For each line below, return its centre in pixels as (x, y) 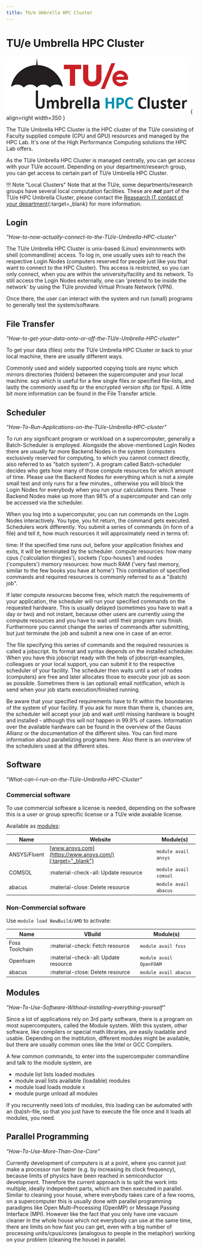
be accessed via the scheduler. (45, 502)
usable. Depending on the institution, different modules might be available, (98, 1038)
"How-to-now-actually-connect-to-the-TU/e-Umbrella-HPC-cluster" (91, 237)
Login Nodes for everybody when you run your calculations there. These (96, 490)
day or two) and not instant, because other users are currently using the (95, 614)
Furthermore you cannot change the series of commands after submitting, (98, 627)
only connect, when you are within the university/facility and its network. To (100, 274)
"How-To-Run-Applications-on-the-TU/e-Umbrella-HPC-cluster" (87, 427)
